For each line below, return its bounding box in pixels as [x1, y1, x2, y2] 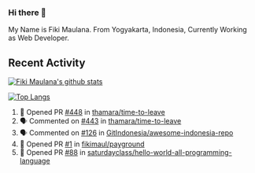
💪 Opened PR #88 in [19, 148, 87, 157]
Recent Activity [8, 56, 86, 69]
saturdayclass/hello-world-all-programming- [87, 148, 232, 157]
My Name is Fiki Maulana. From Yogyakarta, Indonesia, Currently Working [8, 25, 248, 35]
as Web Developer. [8, 33, 69, 42]
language [19, 156, 50, 166]
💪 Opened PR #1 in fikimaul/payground [19, 139, 145, 149]
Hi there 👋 [8, 7, 47, 18]
